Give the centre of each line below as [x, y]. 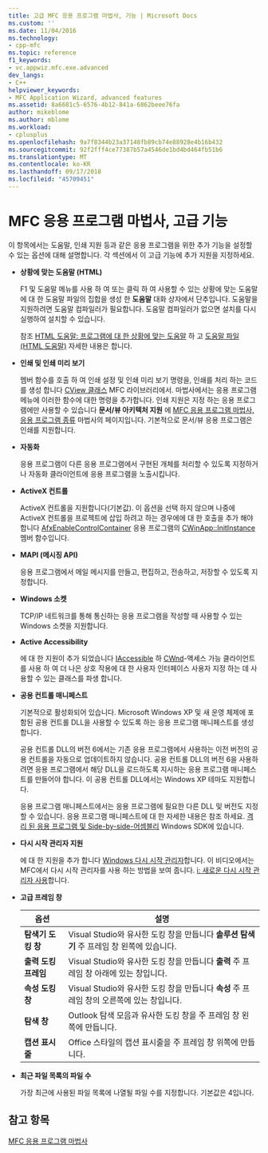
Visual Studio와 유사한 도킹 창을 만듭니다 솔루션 [153, 934]
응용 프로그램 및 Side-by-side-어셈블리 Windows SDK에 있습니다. [141, 826]
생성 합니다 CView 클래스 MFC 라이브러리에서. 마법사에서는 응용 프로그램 [142, 389]
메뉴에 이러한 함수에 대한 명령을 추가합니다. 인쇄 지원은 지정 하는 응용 [127, 400]
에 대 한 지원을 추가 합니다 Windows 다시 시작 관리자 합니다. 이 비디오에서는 [137, 860]
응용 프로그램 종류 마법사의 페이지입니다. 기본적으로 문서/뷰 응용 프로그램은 [136, 420]
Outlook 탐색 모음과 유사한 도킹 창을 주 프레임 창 [154, 1015]
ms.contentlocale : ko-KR [49, 165]
